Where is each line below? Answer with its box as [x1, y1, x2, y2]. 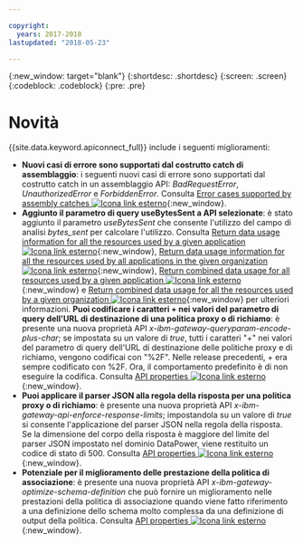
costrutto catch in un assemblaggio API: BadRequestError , [21, 178, 239, 190]
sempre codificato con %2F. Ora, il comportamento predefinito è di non [21, 361, 289, 372]
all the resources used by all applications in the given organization [21, 255, 269, 267]
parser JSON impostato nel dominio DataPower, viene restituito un [21, 438, 269, 449]
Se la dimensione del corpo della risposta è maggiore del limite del [21, 429, 270, 440]
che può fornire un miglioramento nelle [128, 486, 272, 498]
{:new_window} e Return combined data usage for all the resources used [21, 284, 294, 295]
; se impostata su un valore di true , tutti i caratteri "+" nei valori [58, 332, 293, 344]
